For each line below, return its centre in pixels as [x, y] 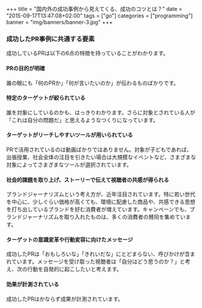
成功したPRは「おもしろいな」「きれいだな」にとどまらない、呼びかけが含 [98, 254]
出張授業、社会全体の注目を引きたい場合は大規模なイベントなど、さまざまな [101, 157]
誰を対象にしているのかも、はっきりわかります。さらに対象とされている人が [101, 112]
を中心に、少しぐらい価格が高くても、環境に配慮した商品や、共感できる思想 [101, 202]
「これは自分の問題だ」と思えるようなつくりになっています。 [82, 120]
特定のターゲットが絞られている [46, 98]
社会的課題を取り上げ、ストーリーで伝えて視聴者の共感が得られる [88, 180]
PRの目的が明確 [26, 68]
